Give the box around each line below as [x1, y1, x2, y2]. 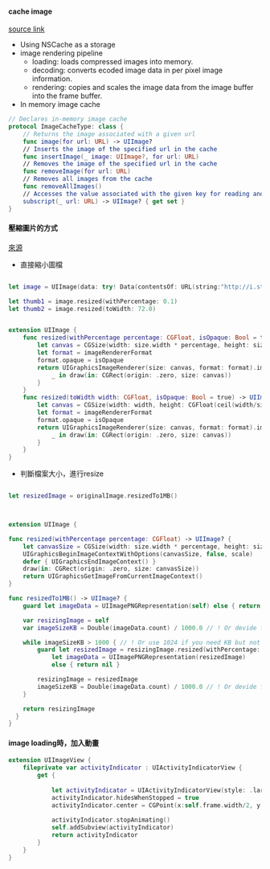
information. [31, 74, 72, 84]
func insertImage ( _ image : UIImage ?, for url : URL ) [22, 153, 199, 161]
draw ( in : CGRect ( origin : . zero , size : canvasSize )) [22, 565, 199, 573]
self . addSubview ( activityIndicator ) [51, 824, 174, 832]
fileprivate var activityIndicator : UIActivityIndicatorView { [22, 764, 243, 772]
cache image [8, 6, 52, 16]
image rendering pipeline [19, 48, 103, 58]
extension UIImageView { [8, 756, 92, 764]
